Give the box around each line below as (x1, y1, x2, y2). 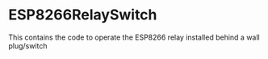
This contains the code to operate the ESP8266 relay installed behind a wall (8, 32, 260, 42)
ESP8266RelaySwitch (8, 6, 157, 24)
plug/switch (8, 40, 48, 50)
